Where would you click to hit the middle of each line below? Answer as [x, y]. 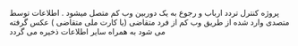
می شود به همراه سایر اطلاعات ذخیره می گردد [87, 31]
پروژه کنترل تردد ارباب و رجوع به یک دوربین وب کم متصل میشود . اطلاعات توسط [145, 13]
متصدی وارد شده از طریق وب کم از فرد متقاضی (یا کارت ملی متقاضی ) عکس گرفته [149, 22]
